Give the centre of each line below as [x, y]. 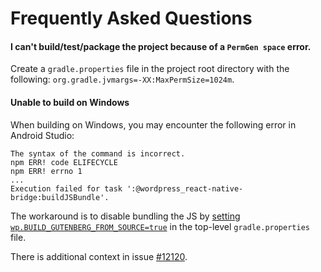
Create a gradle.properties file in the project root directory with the [150, 69]
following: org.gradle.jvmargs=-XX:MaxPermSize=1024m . [122, 79]
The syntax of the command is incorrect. [98, 153]
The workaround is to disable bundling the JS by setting [125, 216]
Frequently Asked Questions [131, 18]
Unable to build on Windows [70, 102]
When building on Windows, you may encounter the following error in [153, 124]
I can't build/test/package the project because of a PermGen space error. [161, 46]
